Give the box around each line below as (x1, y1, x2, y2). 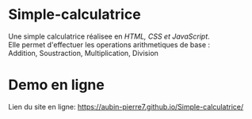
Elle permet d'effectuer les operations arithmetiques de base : (8, 39, 211, 49)
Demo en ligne (8, 76, 105, 94)
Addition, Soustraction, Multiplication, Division (8, 48, 158, 58)
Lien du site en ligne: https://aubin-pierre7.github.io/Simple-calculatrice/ (8, 102, 244, 111)
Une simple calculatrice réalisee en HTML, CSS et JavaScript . (8, 32, 210, 41)
